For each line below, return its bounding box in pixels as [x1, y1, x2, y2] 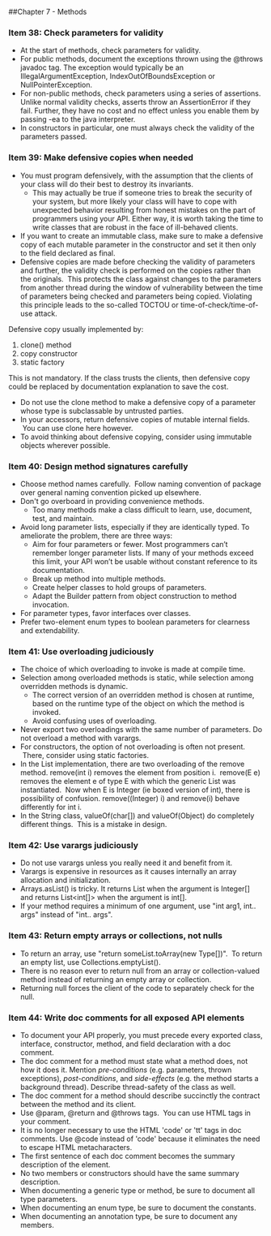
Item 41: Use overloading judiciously [8, 645, 155, 657]
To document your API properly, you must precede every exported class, [19, 1031, 263, 1040]
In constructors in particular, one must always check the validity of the [19, 123, 255, 133]
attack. [34, 308, 58, 318]
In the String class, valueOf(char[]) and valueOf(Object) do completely [19, 811, 255, 820]
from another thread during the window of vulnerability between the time [19, 282, 264, 292]
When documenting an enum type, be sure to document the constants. [19, 1203, 256, 1212]
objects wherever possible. [19, 440, 111, 450]
